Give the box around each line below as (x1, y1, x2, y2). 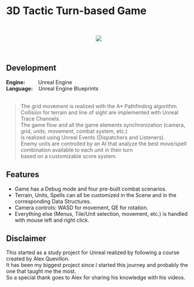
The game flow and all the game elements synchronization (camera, (20, 121, 185, 128)
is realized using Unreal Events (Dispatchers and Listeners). (20, 134, 166, 141)
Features (6, 169, 39, 180)
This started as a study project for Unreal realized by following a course (6, 249, 180, 256)
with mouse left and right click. (14, 216, 89, 223)
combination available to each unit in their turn (20, 146, 133, 153)
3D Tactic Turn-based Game (6, 4, 147, 18)
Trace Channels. (20, 115, 61, 122)
